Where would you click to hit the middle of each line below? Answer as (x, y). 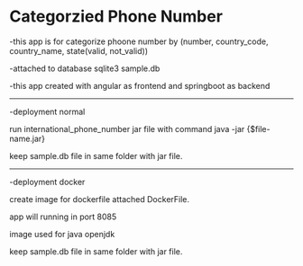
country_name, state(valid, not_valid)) (79, 50)
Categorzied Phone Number (116, 17)
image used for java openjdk (62, 234)
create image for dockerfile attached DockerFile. (100, 199)
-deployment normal (47, 111)
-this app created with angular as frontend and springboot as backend (140, 85)
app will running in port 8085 (63, 217)
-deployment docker (47, 182)
